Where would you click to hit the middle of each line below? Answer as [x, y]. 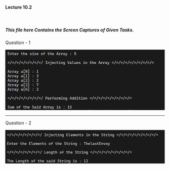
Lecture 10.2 [18, 7]
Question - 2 [18, 123]
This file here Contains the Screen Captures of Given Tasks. [70, 30]
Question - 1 [18, 43]
